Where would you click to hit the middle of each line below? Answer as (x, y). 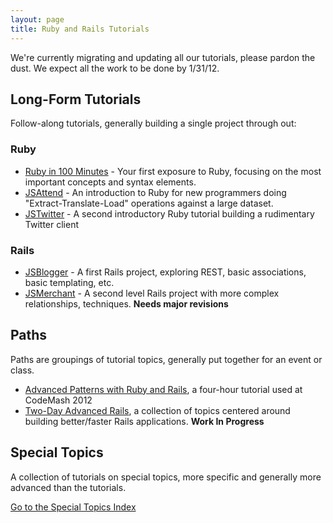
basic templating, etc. (69, 282)
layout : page (37, 19)
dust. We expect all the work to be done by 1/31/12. (115, 68)
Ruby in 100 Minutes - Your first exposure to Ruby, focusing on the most (173, 171)
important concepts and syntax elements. (110, 182)
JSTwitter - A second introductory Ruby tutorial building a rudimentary (169, 213)
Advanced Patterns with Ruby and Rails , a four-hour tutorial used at (163, 389)
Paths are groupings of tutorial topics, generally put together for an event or (166, 359)
